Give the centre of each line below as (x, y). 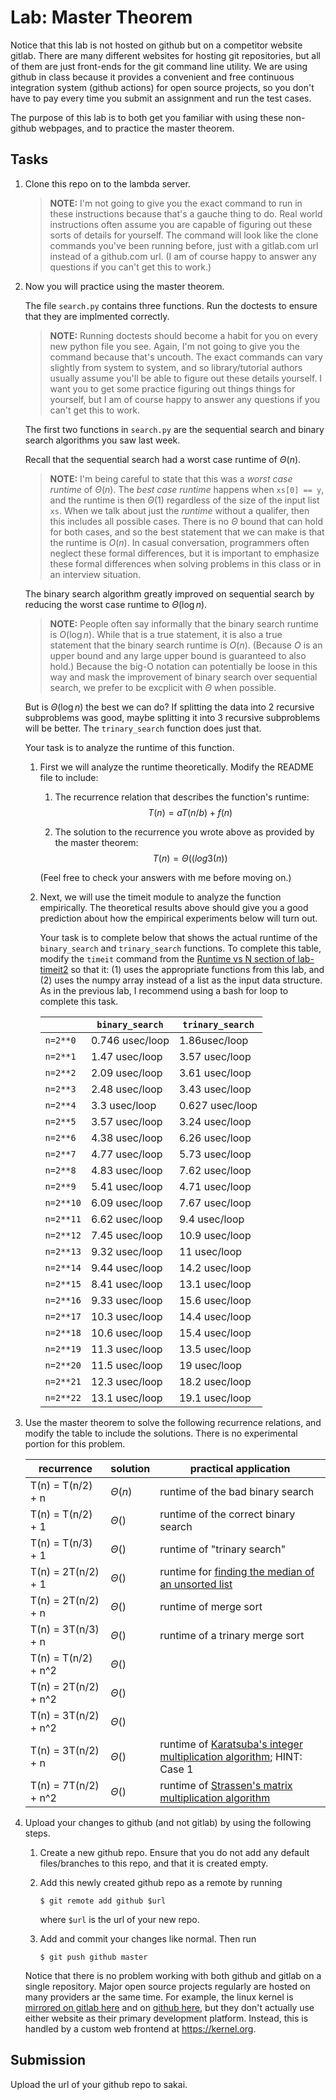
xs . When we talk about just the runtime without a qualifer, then (179, 510)
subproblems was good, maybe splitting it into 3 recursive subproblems (172, 717)
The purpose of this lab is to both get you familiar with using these (147, 117)
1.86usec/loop (213, 1040)
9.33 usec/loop (126, 1300)
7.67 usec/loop (215, 1203)
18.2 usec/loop (215, 1381)
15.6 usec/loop (215, 1300)
